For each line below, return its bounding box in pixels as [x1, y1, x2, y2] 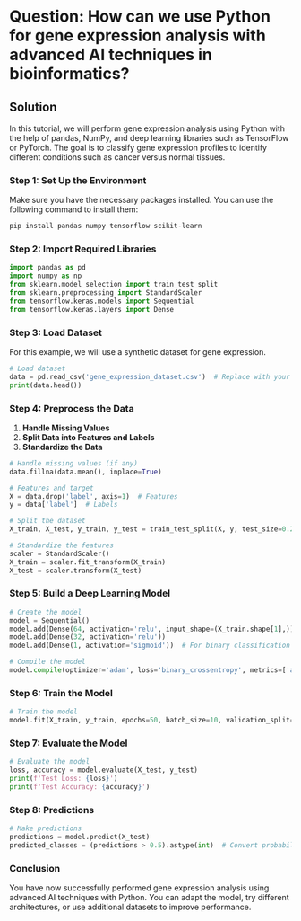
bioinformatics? [9, 64, 130, 84]
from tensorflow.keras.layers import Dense [9, 305, 175, 314]
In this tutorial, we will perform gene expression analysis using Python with [9, 123, 285, 134]
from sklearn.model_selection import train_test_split [9, 280, 219, 289]
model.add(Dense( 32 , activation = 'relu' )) [9, 633, 167, 642]
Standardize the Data [21, 441, 103, 452]
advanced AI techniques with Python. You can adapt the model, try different [9, 892, 289, 903]
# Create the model [9, 607, 82, 616]
